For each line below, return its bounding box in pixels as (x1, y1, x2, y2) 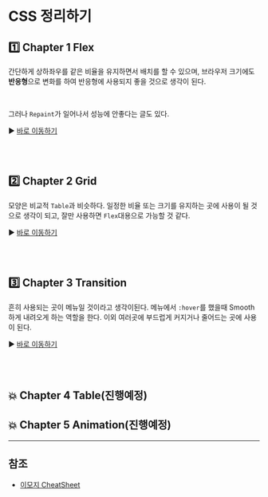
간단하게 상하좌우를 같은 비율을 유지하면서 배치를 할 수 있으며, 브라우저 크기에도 (8, 67, 255, 76)
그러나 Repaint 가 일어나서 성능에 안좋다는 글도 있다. (8, 109, 170, 118)
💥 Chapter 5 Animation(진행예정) (8, 418, 171, 432)
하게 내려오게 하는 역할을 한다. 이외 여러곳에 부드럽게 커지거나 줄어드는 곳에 (8, 312, 242, 321)
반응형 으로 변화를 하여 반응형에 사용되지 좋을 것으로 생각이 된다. (8, 77, 207, 86)
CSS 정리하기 (8, 7, 93, 26)
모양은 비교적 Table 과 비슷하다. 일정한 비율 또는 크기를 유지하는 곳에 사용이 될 (8, 200, 250, 210)
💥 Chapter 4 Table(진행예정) (8, 389, 148, 403)
